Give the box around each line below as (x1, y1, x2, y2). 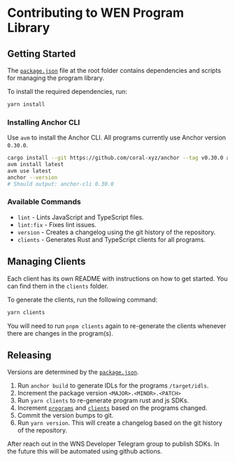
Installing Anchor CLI (7, 117, 80, 127)
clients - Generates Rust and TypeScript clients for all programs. (17, 235, 206, 243)
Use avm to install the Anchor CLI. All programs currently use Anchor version (7, 133, 226, 142)
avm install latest (7, 161, 64, 168)
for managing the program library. (7, 74, 105, 82)
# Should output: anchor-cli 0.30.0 (7, 180, 114, 187)
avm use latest (7, 167, 52, 175)
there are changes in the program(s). (7, 329, 113, 337)
